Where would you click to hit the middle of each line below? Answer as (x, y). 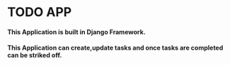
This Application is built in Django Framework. (77, 31)
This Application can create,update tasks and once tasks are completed (115, 48)
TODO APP (40, 12)
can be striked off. (35, 55)
